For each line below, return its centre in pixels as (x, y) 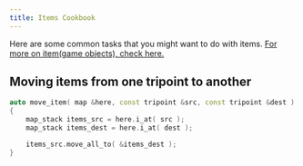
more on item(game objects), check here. (87, 53)
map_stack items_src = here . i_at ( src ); (105, 120)
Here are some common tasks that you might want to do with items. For (143, 44)
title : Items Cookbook (52, 18)
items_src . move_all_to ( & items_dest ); (101, 144)
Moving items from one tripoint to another (131, 82)
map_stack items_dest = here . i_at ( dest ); (110, 128)
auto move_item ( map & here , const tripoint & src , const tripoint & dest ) (152, 103)
